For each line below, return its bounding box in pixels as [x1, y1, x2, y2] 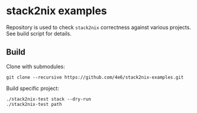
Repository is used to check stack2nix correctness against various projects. [6, 24, 191, 31]
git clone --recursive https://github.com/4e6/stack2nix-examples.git [6, 74, 184, 80]
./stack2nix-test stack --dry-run [6, 96, 92, 102]
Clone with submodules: [6, 63, 65, 70]
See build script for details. [6, 30, 72, 37]
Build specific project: [6, 85, 59, 92]
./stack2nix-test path [6, 101, 62, 107]
